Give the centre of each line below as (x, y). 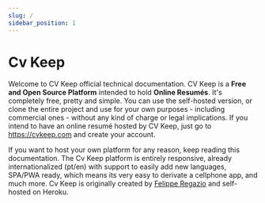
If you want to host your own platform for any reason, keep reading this (124, 150)
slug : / (21, 15)
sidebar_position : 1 (42, 23)
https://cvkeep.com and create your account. (82, 135)
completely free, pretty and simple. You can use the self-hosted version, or (131, 101)
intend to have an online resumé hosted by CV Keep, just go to (110, 126)
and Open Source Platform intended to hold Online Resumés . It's (115, 93)
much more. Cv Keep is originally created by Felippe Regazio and (114, 184)
